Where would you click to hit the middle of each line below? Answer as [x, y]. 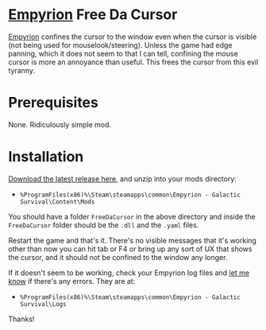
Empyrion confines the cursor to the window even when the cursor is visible [133, 37]
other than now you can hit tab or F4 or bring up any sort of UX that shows [130, 249]
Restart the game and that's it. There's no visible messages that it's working [132, 240]
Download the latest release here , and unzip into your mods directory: [122, 179]
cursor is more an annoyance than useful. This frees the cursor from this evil [133, 62]
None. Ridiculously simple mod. [60, 124]
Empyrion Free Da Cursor [93, 15]
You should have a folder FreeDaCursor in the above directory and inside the [132, 216]
